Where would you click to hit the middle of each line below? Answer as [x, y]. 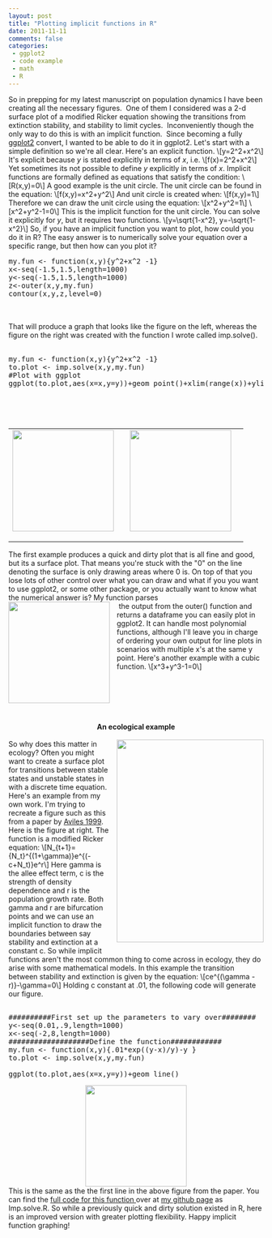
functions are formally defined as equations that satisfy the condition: [124, 177]
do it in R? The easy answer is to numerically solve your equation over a [128, 237]
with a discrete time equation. [58, 786]
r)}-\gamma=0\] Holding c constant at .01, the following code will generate [132, 985]
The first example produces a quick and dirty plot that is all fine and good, [132, 554]
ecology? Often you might [51, 752]
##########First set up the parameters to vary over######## [132, 1017]
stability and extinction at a [53, 942]
